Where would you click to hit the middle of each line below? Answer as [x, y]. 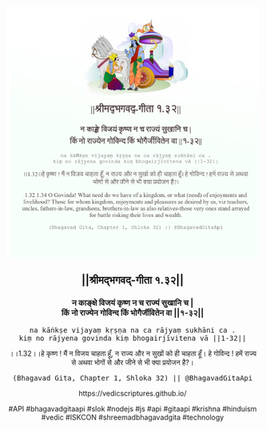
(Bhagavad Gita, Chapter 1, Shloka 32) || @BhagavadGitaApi [133, 378]
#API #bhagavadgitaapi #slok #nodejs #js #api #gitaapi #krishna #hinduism [133, 408]
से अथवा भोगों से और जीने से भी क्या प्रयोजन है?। [133, 362]
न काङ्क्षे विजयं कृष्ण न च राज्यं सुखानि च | [133, 303]
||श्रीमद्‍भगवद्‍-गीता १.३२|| [133, 280]
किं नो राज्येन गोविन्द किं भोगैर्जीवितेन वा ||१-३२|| [133, 313]
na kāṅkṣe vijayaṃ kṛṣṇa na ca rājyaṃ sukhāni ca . [133, 330]
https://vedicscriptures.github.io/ [133, 393]
